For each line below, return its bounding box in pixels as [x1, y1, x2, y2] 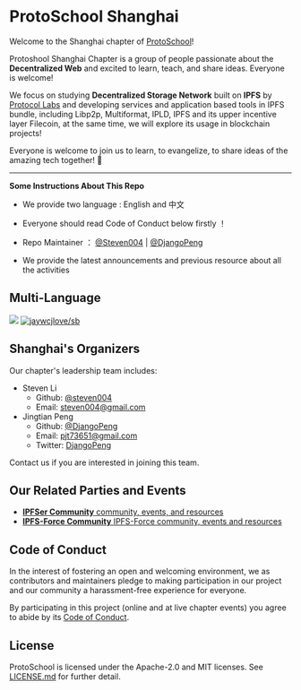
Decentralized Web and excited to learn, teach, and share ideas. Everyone [9, 63, 285, 73]
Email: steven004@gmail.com [35, 401, 146, 412]
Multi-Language [9, 290, 101, 306]
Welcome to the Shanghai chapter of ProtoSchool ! [9, 36, 194, 47]
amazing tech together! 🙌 [9, 154, 103, 165]
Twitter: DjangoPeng [35, 439, 112, 450]
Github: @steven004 [35, 392, 113, 402]
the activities [21, 264, 70, 275]
